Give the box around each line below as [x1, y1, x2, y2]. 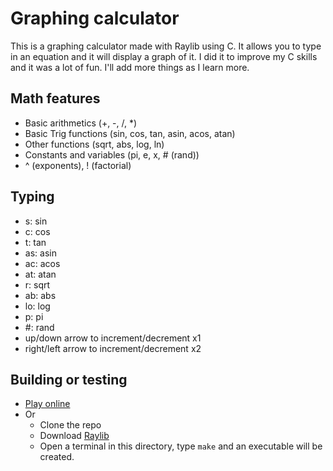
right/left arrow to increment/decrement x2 [24, 342, 202, 354]
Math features [10, 90, 101, 107]
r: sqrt [24, 278, 51, 291]
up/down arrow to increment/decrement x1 [24, 332, 202, 344]
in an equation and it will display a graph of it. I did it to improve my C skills [10, 50, 318, 62]
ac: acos [24, 257, 61, 269]
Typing [10, 188, 55, 206]
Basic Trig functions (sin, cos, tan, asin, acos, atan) [24, 127, 236, 139]
